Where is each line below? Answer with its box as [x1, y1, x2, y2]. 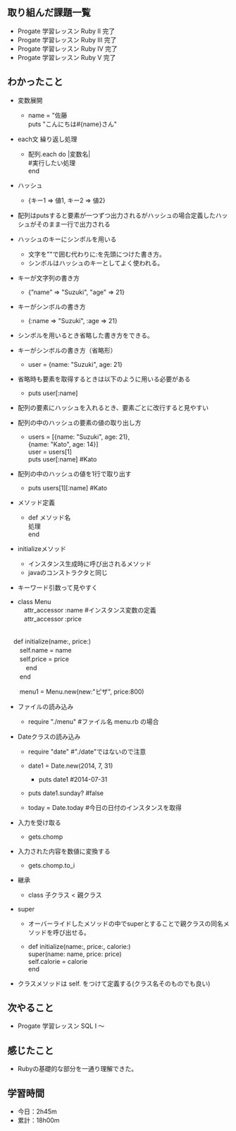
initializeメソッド [17, 544, 67, 552]
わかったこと [7, 76, 63, 88]
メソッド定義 [17, 498, 55, 507]
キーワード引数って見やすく [17, 583, 99, 591]
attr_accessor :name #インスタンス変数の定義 [23, 605, 156, 614]
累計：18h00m [17, 1116, 60, 1125]
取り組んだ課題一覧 [7, 6, 91, 19]
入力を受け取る [17, 818, 61, 827]
